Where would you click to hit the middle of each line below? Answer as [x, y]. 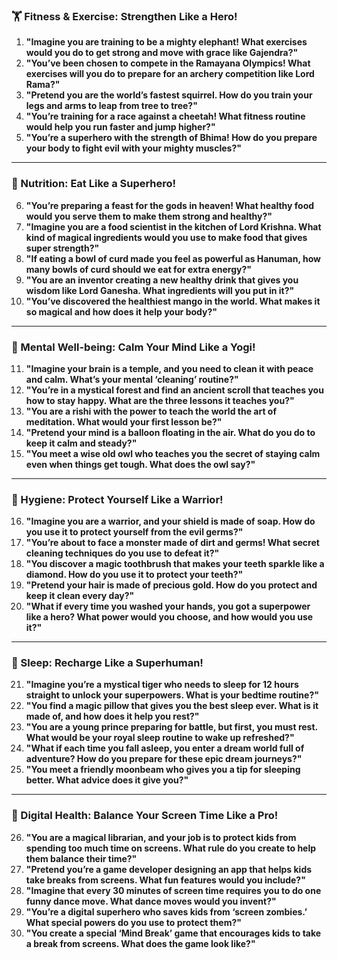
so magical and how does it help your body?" [121, 311]
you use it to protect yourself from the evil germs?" [134, 532]
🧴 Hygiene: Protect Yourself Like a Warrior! [117, 499]
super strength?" [62, 248]
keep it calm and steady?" [81, 443]
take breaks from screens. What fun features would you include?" [165, 880]
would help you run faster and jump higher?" [120, 127]
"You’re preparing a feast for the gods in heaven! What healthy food [170, 205]
